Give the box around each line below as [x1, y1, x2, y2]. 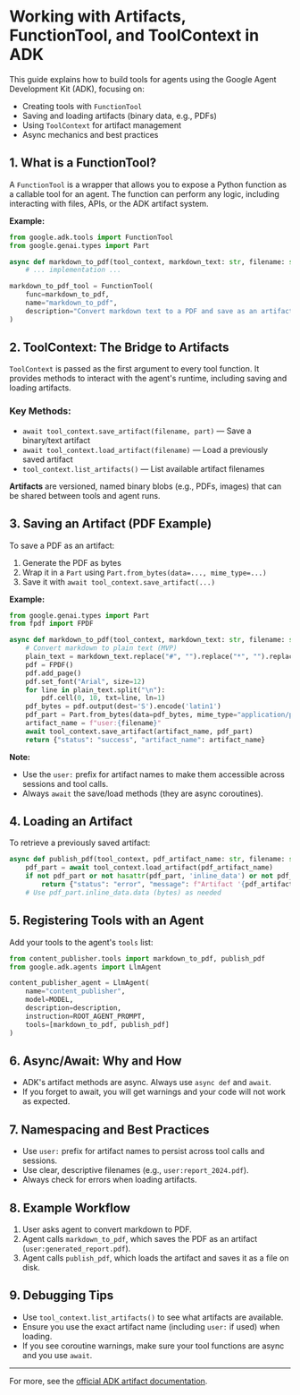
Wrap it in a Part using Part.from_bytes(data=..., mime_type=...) [21, 567, 267, 578]
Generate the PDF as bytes [21, 557, 122, 568]
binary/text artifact [21, 434, 91, 445]
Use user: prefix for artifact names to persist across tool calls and [21, 1146, 265, 1157]
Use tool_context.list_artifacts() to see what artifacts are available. [21, 1312, 284, 1322]
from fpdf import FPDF [9, 620, 94, 629]
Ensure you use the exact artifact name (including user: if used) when [21, 1321, 280, 1331]
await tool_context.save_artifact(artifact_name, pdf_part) [25, 727, 254, 736]
